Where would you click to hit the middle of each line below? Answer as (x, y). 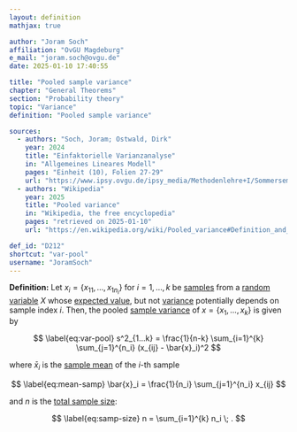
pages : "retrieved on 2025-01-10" (88, 222)
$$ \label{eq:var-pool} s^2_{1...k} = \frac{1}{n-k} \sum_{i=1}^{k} (148, 338)
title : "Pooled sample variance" (71, 82)
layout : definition (45, 17)
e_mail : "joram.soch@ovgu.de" (65, 58)
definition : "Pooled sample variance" (80, 115)
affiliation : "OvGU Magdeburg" (67, 50)
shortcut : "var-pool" (49, 254)
